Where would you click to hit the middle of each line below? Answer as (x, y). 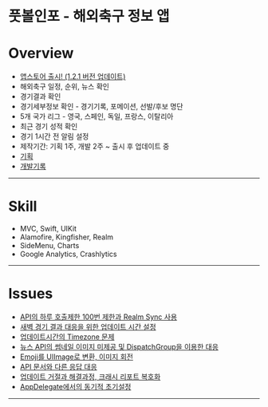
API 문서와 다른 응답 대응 (58, 367)
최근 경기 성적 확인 (49, 126)
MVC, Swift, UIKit (48, 229)
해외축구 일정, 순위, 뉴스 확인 (65, 87)
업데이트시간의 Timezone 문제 (67, 337)
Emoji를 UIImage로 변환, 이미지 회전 (77, 357)
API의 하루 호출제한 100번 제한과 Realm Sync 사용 (99, 317)
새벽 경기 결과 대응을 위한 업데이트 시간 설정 (88, 327)
